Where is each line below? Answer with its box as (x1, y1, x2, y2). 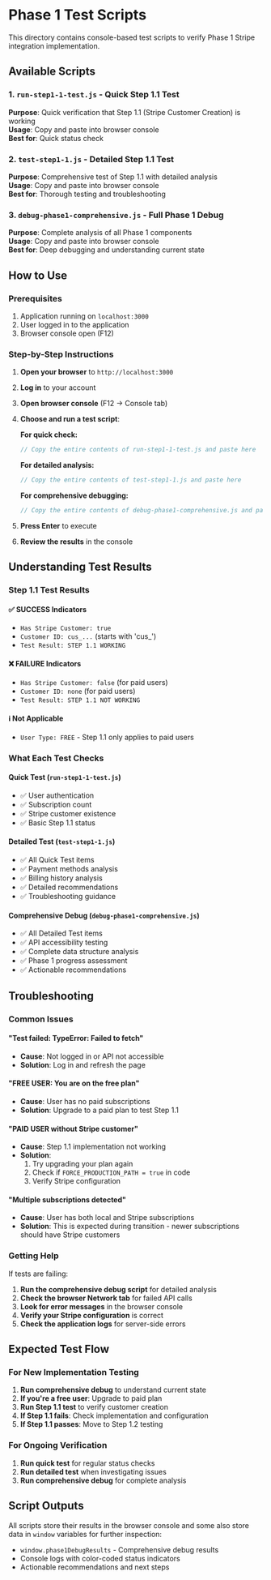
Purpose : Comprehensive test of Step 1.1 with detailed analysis (8, 172, 218, 182)
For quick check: (19, 430, 78, 439)
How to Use (8, 268, 68, 282)
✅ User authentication (19, 790, 95, 800)
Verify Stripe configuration (32, 1176, 121, 1186)
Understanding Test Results (8, 560, 152, 574)
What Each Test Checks (8, 752, 104, 764)
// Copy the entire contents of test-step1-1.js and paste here (19, 476, 242, 484)
